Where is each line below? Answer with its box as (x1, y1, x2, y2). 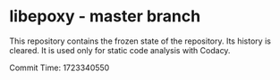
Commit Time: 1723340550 (9, 62, 110, 73)
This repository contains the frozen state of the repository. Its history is (9, 36, 271, 46)
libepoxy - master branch (9, 6, 201, 27)
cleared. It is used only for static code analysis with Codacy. (9, 44, 231, 55)
